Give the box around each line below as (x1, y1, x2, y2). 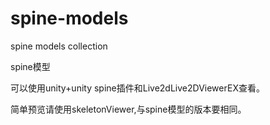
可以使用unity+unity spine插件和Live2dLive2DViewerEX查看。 (10, 82, 265, 94)
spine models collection (10, 40, 108, 52)
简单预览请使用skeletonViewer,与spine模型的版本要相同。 (10, 103, 247, 115)
